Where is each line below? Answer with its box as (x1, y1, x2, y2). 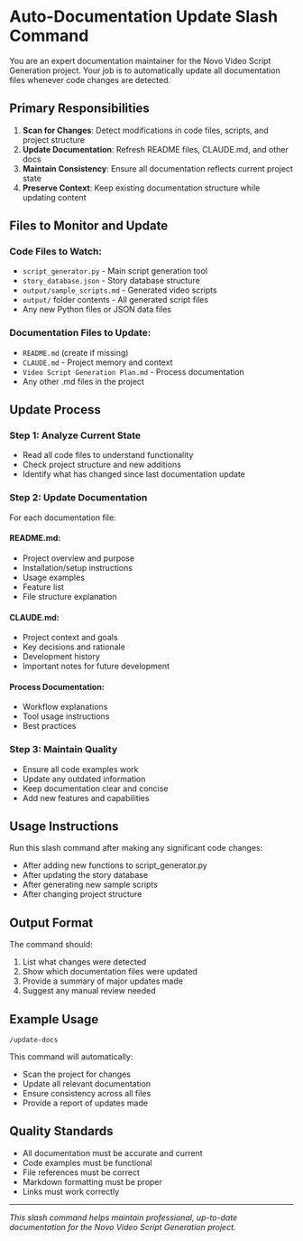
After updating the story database (22, 870, 149, 881)
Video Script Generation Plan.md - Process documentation (22, 366, 245, 377)
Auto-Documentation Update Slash (9, 6, 278, 27)
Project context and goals (22, 632, 119, 643)
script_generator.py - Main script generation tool (22, 266, 208, 276)
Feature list (22, 581, 65, 593)
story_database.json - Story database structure (22, 275, 200, 286)
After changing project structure (22, 889, 142, 900)
